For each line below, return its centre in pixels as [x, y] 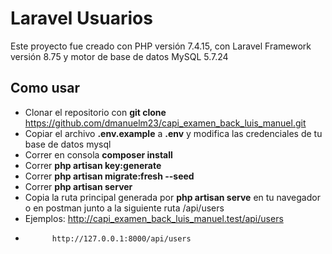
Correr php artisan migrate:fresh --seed [109, 176]
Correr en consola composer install [98, 154]
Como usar [45, 88]
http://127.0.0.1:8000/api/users [121, 238]
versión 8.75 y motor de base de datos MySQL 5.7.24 [119, 56]
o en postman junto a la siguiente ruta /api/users [124, 208]
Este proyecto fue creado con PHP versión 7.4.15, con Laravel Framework [161, 46]
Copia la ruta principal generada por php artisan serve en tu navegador [172, 197]
